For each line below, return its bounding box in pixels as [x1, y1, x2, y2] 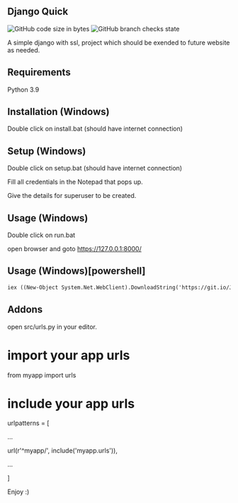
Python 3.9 [7, 85, 40, 94]
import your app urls [7, 347, 130, 363]
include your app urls [7, 395, 135, 411]
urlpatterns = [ [7, 419, 50, 428]
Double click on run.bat [7, 231, 76, 240]
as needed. [7, 45, 40, 54]
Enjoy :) [7, 487, 30, 496]
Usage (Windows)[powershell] [7, 265, 146, 277]
